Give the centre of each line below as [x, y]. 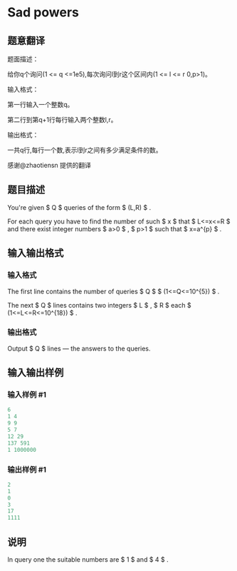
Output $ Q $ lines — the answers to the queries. [79, 348]
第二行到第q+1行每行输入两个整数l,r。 [62, 120]
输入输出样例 [36, 373]
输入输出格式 [36, 253]
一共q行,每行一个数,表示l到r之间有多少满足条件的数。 [85, 150]
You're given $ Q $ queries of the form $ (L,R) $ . [79, 207]
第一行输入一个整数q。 [41, 105]
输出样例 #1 [27, 470]
